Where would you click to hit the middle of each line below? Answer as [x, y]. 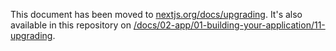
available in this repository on [71, 25]
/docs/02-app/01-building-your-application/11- [229, 25]
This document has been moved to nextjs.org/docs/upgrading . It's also [156, 14]
